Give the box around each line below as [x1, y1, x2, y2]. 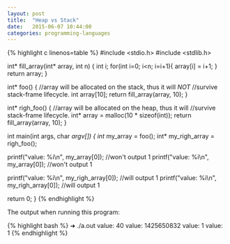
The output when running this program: [7, 208, 121, 216]
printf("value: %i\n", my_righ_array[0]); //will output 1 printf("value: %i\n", [7, 174, 217, 182]
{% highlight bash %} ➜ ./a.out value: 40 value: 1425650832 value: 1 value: [7, 222, 223, 230]
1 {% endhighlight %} [7, 229, 68, 237]
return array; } [7, 70, 48, 78]
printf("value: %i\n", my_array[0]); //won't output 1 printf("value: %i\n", [7, 153, 209, 161]
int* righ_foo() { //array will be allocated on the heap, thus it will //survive [7, 104, 216, 112]
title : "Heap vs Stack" [7, 17, 79, 24]
